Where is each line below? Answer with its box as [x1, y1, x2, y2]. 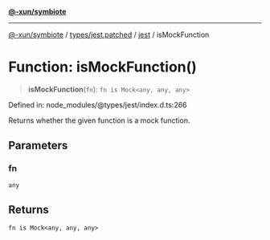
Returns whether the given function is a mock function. [8, 116, 190, 125]
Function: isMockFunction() [8, 58, 197, 76]
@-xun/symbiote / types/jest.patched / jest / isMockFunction [8, 30, 210, 39]
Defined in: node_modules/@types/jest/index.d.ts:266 [8, 100, 187, 109]
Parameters [8, 139, 68, 153]
